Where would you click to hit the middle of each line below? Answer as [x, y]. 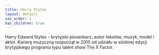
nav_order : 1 [18, 18]
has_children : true [25, 23]
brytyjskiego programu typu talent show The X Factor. [59, 47]
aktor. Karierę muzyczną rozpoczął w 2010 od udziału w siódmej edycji [76, 42]
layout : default [21, 14]
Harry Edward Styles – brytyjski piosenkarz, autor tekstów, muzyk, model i [80, 37]
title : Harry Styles [26, 9]
